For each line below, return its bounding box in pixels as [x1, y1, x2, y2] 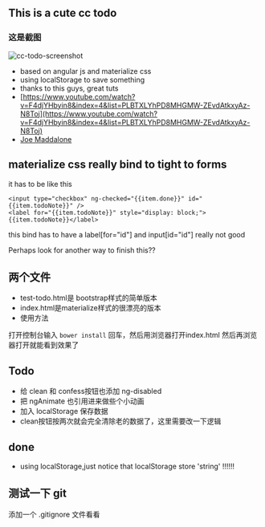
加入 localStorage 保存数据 [19, 407, 108, 416]
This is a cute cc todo [8, 6, 117, 20]
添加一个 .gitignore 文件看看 [8, 509, 100, 519]
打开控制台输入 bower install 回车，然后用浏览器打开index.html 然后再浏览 [8, 330, 258, 340]
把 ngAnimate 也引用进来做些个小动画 [19, 396, 145, 406]
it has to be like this [8, 179, 72, 189]
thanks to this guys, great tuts [19, 83, 119, 93]
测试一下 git [8, 487, 67, 501]
